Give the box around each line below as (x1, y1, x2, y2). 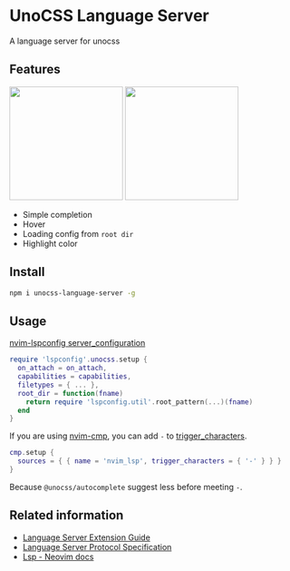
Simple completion (22, 209, 92, 220)
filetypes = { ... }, (17, 380, 100, 389)
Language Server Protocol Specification (22, 541, 172, 552)
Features (9, 62, 61, 77)
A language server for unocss (9, 35, 121, 46)
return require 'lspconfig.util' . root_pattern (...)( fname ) (25, 397, 254, 407)
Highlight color (22, 238, 79, 249)
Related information (9, 507, 124, 523)
